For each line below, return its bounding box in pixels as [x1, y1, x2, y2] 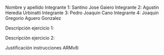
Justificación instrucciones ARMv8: [5, 45, 80, 50]
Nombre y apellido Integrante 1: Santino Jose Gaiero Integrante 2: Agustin [5, 5, 159, 10]
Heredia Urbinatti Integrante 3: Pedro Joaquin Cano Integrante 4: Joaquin [5, 10, 159, 16]
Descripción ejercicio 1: [5, 25, 54, 31]
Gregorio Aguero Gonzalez [5, 15, 61, 21]
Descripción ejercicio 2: [5, 35, 55, 41]
